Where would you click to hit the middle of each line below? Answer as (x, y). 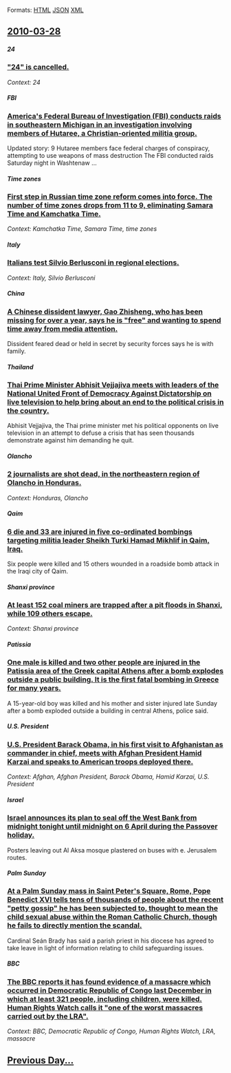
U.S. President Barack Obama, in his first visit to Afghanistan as (115, 744)
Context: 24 (24, 82)
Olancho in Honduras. (44, 483)
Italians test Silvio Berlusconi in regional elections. (93, 263)
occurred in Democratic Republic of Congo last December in (109, 990)
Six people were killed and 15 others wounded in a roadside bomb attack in (113, 564)
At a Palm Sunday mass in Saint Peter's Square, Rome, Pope (109, 891)
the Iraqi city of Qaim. (38, 571)
